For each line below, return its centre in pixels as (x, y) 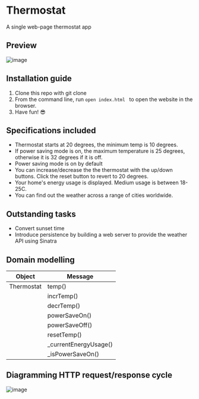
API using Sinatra (36, 241)
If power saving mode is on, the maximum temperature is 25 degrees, (100, 151)
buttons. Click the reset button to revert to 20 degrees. (81, 177)
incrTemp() (63, 296)
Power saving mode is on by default (59, 164)
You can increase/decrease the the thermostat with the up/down (94, 170)
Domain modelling (41, 260)
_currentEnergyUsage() (80, 344)
